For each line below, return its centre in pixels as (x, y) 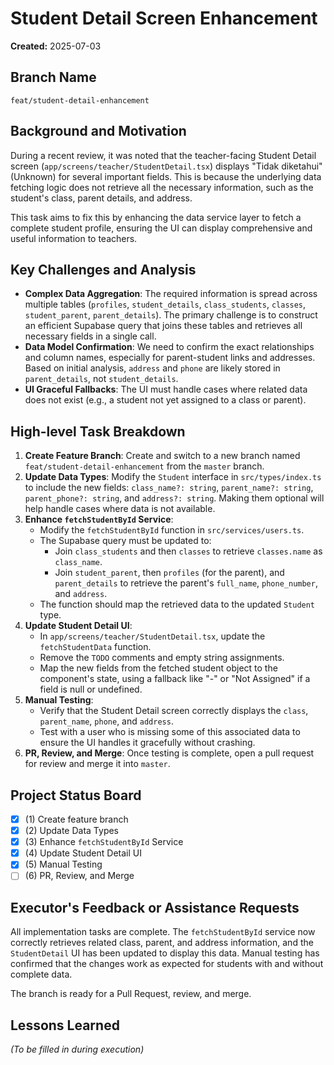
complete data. (41, 974)
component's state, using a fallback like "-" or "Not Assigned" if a (175, 679)
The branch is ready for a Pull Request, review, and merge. (131, 994)
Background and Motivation (98, 131)
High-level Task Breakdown (98, 431)
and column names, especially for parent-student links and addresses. (170, 358)
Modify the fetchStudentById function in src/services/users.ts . (172, 530)
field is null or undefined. (91, 689)
